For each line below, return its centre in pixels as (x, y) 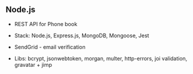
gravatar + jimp (33, 65)
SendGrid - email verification (50, 47)
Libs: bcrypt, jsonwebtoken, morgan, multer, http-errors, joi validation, (101, 58)
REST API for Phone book (46, 24)
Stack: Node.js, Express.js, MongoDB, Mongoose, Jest (82, 36)
